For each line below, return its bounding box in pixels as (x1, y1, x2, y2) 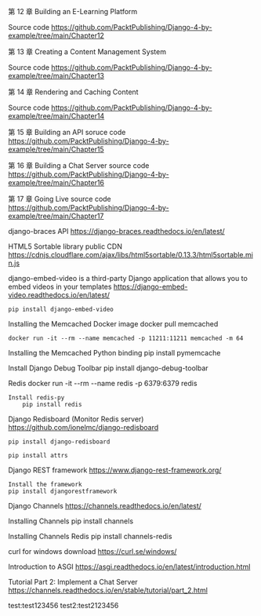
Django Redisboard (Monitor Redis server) (8, 414, 144, 424)
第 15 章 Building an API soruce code (8, 128, 126, 137)
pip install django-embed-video (8, 305, 114, 313)
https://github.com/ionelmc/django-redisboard (8, 423, 159, 432)
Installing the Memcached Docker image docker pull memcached (8, 319, 219, 328)
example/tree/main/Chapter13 (8, 71, 104, 80)
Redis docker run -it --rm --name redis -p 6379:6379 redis (8, 379, 198, 388)
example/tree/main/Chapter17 (8, 211, 104, 221)
